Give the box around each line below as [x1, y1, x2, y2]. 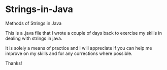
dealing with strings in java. [5, 35, 62, 41]
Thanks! [5, 60, 22, 66]
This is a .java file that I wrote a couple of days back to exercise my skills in [5, 30, 162, 36]
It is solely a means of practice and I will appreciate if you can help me [5, 45, 152, 51]
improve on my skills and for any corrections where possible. [5, 50, 133, 56]
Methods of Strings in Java [5, 20, 62, 26]
